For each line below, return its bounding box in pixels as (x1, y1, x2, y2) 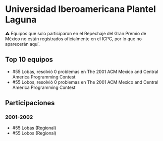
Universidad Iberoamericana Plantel (5, 3, 156, 15)
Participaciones (5, 99, 55, 107)
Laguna (5, 14, 37, 25)
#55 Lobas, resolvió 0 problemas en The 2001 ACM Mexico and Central (12, 69, 159, 74)
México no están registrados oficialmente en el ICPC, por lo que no (5, 36, 142, 42)
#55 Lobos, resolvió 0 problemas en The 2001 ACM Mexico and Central (12, 79, 159, 85)
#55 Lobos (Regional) (12, 130, 56, 136)
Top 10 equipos (5, 56, 54, 64)
